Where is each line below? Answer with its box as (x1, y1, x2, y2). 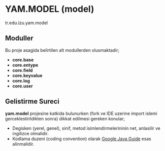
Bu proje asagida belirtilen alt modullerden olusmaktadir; (5, 47, 120, 53)
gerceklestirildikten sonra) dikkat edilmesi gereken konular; (5, 115, 125, 121)
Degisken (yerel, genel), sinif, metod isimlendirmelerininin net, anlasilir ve (12, 125, 161, 131)
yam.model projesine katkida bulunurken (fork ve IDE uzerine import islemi (5, 110, 158, 116)
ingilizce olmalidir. (12, 130, 49, 136)
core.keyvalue (12, 73, 43, 78)
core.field (12, 67, 33, 73)
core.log (12, 77, 31, 83)
